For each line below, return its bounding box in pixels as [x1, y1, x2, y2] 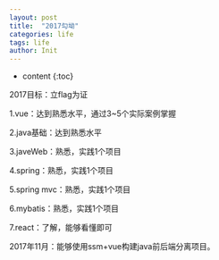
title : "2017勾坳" [9, 21, 80, 30]
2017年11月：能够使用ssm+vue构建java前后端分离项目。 [9, 241, 215, 252]
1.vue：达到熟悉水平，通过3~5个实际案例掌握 [9, 108, 177, 119]
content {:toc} [21, 71, 74, 81]
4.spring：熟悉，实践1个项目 [9, 165, 114, 176]
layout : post [9, 13, 58, 22]
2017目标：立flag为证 [9, 89, 88, 100]
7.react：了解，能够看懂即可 [9, 222, 113, 233]
